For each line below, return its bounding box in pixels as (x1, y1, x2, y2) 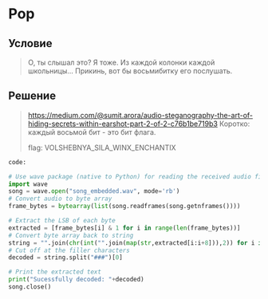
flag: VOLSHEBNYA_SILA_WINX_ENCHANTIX (27, 143, 176, 152)
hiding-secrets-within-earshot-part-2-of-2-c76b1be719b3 (27, 119, 218, 128)
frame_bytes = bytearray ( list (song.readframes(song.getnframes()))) (8, 203, 241, 210)
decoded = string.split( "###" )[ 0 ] (8, 254, 124, 262)
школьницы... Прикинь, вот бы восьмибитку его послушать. (27, 66, 233, 76)
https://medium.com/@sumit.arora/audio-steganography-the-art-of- (27, 110, 254, 120)
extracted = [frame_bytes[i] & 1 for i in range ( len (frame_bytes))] (8, 224, 241, 232)
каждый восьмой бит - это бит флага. (27, 127, 156, 136)
